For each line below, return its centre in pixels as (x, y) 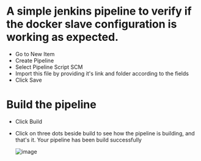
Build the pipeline (51, 105)
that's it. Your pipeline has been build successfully (79, 140)
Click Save (28, 80)
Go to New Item (35, 54)
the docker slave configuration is (92, 24)
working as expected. (63, 37)
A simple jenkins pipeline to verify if (99, 11)
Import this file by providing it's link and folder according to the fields (102, 73)
